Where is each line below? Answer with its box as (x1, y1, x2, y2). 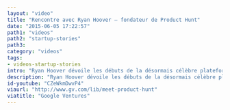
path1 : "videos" (7, 29, 53, 36)
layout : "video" (7, 10, 53, 17)
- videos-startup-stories (7, 61, 81, 68)
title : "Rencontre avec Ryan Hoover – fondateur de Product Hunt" (7, 16, 201, 23)
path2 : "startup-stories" (7, 36, 81, 42)
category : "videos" (7, 49, 63, 55)
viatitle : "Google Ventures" (7, 93, 90, 100)
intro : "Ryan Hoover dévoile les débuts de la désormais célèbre (7, 67, 197, 74)
